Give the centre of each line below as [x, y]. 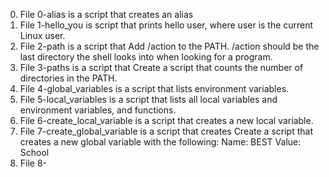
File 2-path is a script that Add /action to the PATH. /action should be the [169, 46]
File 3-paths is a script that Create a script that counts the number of [161, 67]
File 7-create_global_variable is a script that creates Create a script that [166, 131]
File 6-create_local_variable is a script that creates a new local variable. [166, 120]
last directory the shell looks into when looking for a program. [146, 57]
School [34, 152]
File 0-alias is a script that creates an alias [106, 14]
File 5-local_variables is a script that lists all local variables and [148, 99]
